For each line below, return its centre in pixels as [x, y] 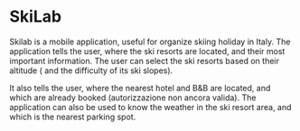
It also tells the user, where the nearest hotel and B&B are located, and [140, 88]
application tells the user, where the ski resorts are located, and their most [147, 51]
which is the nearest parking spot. [73, 117]
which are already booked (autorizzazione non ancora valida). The [133, 98]
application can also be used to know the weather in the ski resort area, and [150, 107]
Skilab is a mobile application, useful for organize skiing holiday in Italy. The [150, 42]
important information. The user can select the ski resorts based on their [145, 61]
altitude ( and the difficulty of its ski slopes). [91, 70]
